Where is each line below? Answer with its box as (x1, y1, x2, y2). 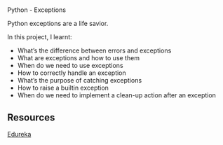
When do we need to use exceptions (17, 62, 124, 70)
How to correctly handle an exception (17, 69, 126, 77)
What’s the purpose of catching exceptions (17, 76, 142, 85)
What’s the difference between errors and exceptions (17, 46, 172, 55)
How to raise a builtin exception (17, 83, 109, 92)
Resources (7, 111, 55, 123)
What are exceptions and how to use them (17, 54, 140, 62)
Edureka (7, 130, 32, 138)
